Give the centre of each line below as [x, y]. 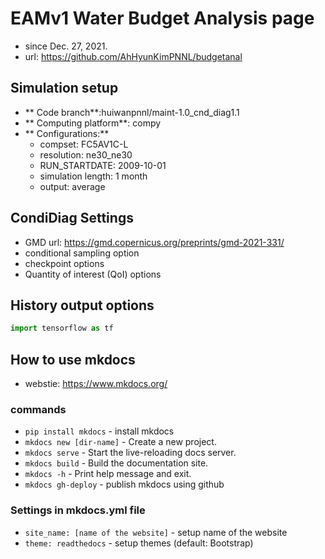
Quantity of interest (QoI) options [93, 274]
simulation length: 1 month [93, 176]
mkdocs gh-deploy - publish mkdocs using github [124, 484]
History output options [82, 305]
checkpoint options [64, 263]
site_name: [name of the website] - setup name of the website [156, 532]
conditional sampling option [82, 253]
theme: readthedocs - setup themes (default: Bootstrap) [139, 543]
